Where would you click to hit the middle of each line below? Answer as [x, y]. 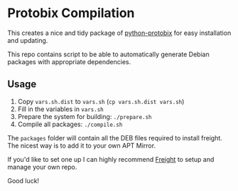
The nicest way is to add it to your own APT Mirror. [82, 145]
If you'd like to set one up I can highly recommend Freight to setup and [111, 159]
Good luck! [23, 180]
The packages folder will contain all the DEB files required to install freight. [115, 138]
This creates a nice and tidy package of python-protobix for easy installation [119, 33]
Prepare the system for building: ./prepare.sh [85, 116]
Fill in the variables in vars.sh [61, 109]
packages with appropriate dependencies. [69, 61]
